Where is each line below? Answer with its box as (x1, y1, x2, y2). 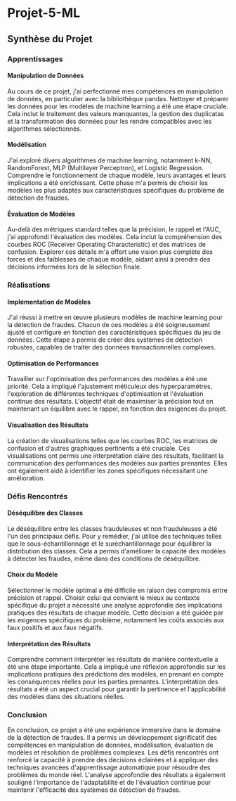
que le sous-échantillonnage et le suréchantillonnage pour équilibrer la (7, 539, 212, 548)
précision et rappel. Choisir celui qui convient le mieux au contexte (7, 593, 200, 602)
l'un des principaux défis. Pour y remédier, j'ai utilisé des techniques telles (7, 532, 223, 540)
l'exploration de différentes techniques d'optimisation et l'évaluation (7, 390, 204, 398)
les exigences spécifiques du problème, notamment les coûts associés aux (7, 615, 225, 624)
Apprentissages (7, 54, 63, 64)
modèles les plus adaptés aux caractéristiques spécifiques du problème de (7, 186, 225, 194)
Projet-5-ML (7, 5, 81, 21)
